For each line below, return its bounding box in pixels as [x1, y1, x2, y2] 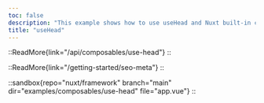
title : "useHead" [8, 26, 65, 34]
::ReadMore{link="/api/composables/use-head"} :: [8, 48, 171, 57]
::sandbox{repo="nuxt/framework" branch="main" [8, 78, 172, 87]
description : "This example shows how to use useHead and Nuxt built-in [8, 19, 251, 27]
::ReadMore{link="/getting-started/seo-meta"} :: [8, 63, 165, 72]
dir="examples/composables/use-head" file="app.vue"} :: [8, 86, 196, 96]
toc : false [8, 11, 44, 20]
